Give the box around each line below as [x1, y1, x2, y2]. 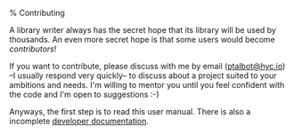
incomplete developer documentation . [9, 115, 150, 126]
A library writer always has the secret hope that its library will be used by [9, 25, 276, 35]
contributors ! [9, 44, 57, 54]
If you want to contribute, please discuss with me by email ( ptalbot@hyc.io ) [9, 61, 286, 71]
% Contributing [9, 8, 65, 18]
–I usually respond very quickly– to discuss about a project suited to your [9, 70, 277, 81]
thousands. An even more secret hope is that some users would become [9, 35, 275, 44]
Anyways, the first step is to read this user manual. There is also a [9, 107, 251, 116]
